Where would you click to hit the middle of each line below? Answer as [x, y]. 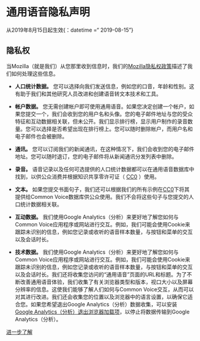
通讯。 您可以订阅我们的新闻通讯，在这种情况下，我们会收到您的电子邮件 [104, 149]
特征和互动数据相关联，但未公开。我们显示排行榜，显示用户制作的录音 [101, 121]
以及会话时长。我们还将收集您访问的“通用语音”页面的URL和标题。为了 [101, 274]
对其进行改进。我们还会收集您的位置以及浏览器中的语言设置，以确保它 [101, 297]
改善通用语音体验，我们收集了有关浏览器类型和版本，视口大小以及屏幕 [106, 282]
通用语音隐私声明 [48, 12]
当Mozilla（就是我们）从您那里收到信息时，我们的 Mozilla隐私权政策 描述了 [97, 66]
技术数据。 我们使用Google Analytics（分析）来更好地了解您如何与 [97, 252]
